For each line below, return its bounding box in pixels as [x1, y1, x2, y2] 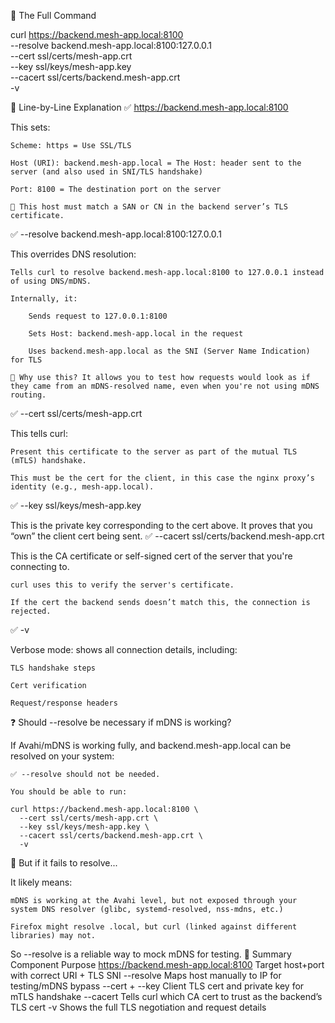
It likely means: [10, 876, 73, 888]
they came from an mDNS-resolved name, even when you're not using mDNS [10, 381, 320, 391]
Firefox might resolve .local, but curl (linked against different [10, 922, 298, 932]
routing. [10, 390, 47, 400]
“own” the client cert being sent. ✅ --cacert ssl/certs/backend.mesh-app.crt [10, 530, 325, 542]
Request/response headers [10, 698, 118, 708]
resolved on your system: [10, 750, 115, 762]
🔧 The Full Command [10, 10, 97, 21]
